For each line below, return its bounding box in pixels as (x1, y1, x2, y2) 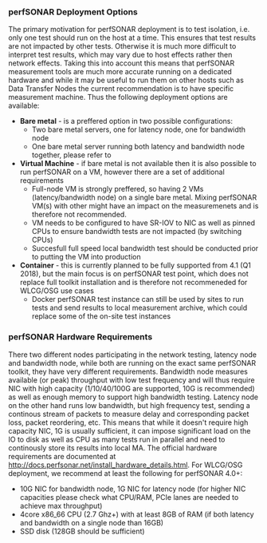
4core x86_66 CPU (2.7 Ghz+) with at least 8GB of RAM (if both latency (19, 509, 254, 519)
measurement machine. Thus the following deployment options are (8, 93, 229, 102)
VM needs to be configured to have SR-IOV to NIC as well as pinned (31, 218, 255, 228)
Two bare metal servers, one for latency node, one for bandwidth (31, 125, 245, 134)
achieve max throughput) (19, 501, 103, 510)
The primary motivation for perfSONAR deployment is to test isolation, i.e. (8, 25, 250, 34)
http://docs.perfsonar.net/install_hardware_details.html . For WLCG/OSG (8, 460, 243, 470)
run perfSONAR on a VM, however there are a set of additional (19, 167, 225, 177)
